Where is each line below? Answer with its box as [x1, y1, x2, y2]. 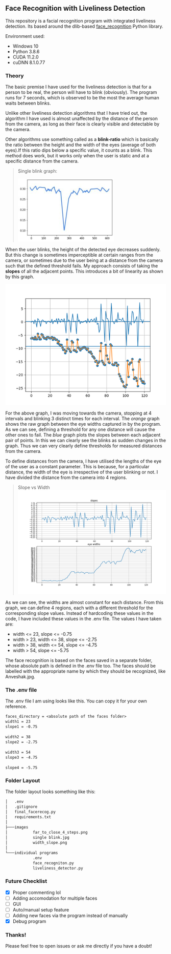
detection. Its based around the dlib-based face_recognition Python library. [5, 23, 163, 29]
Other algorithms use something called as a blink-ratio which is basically [5, 136, 159, 142]
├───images [5, 825, 29, 830]
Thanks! [5, 931, 27, 938]
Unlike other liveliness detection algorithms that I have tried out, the [5, 110, 148, 116]
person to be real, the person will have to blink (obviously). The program [5, 89, 157, 95]
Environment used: [5, 33, 45, 39]
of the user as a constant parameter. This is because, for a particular [5, 464, 150, 470]
